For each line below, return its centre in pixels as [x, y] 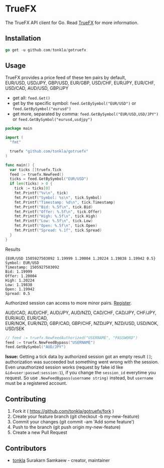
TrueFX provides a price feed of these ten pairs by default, [66, 78]
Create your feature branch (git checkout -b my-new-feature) [76, 416]
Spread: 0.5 [18, 293]
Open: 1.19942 [20, 289]
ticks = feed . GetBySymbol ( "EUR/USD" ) [49, 179]
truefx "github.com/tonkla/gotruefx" [49, 151]
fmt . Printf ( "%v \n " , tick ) [41, 193]
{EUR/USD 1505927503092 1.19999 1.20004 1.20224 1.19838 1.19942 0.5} [80, 258]
